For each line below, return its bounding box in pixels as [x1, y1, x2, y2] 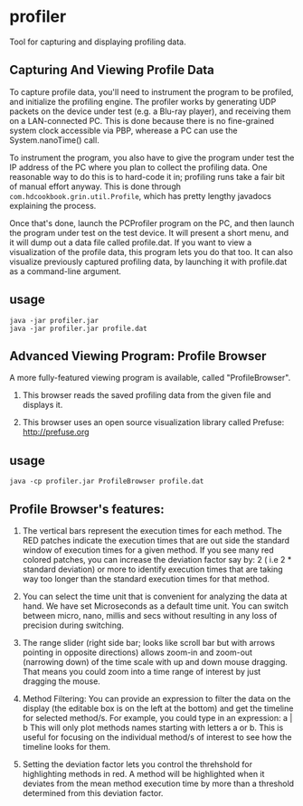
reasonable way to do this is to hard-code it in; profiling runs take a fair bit [9, 171, 285, 182]
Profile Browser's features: [9, 501, 165, 517]
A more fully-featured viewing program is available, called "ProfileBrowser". [9, 373, 291, 384]
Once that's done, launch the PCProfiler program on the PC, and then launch [9, 217, 295, 228]
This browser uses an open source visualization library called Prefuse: [22, 417, 285, 428]
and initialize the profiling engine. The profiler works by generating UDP [9, 96, 277, 107]
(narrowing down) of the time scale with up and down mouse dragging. [22, 657, 288, 667]
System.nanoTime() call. [9, 134, 99, 146]
